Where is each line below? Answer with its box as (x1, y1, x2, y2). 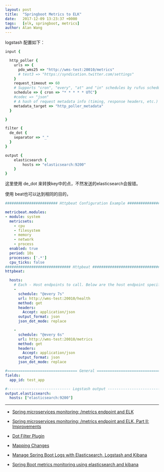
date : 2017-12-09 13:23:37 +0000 (5, 16, 78, 21)
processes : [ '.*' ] (9, 255, 47, 260)
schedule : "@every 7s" (18, 291, 64, 297)
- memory (14, 232, 32, 238)
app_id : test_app (9, 377, 45, 382)
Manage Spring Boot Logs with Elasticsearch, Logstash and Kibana (12, 452, 147, 458)
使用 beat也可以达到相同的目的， (5, 191, 71, 197)
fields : (5, 373, 21, 378)
